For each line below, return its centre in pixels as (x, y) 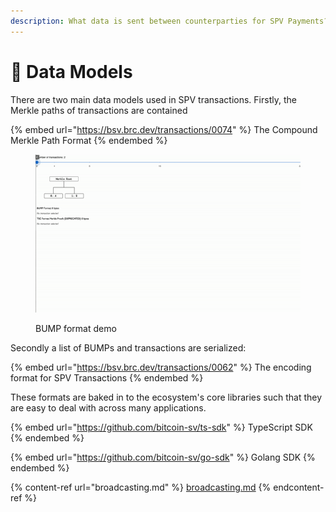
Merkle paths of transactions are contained (99, 110)
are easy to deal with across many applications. (108, 407)
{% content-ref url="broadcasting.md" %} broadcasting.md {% (141, 487)
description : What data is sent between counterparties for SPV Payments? (169, 21)
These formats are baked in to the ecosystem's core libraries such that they (166, 397)
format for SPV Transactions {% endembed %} (107, 377)
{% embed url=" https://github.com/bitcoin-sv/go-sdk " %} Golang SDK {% (163, 457)
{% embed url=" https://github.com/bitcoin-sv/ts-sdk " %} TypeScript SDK (161, 427)
